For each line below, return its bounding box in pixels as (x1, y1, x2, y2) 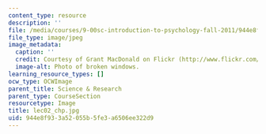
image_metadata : (8, 41, 62, 49)
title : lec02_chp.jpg (8, 107, 80, 115)
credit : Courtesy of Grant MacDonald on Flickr (15, 56, 176, 64)
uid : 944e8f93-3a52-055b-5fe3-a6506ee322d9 (8, 114, 154, 122)
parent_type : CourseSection (8, 92, 101, 100)
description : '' (8, 19, 62, 27)
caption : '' (15, 48, 55, 56)
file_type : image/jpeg (8, 33, 83, 42)
